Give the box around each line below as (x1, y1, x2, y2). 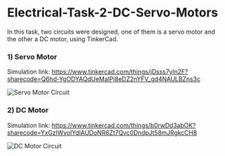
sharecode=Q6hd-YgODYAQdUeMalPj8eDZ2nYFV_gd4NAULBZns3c (7, 75, 201, 83)
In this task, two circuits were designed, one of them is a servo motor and (7, 27, 215, 36)
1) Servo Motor (7, 52, 57, 61)
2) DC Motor (7, 105, 49, 115)
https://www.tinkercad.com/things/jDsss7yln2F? (51, 67, 189, 76)
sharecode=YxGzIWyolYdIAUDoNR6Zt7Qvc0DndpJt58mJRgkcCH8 (7, 129, 197, 137)
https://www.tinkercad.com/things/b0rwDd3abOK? (51, 121, 196, 129)
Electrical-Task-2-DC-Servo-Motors (7, 5, 219, 21)
